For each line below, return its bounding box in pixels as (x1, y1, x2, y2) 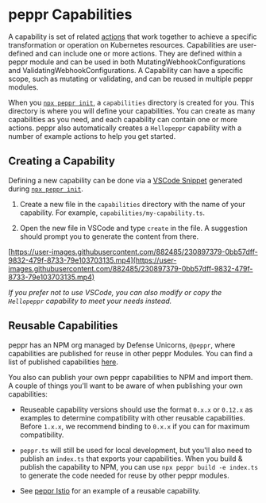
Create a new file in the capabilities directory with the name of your (19, 199, 246, 209)
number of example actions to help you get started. (8, 131, 176, 140)
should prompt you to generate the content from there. (19, 232, 199, 241)
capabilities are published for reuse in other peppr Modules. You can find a (8, 348, 253, 358)
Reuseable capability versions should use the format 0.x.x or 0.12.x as (19, 405, 253, 414)
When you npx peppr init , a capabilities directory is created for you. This (8, 98, 255, 107)
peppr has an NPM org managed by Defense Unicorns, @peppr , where (8, 340, 236, 350)
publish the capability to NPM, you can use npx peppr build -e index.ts (19, 462, 258, 471)
